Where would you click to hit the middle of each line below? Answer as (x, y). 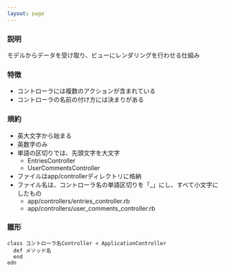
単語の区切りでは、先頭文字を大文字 (68, 153)
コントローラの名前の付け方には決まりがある (81, 100)
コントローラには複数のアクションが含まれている (86, 91)
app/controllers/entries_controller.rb (78, 201)
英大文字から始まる (44, 136)
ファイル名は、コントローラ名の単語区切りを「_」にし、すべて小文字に (118, 185)
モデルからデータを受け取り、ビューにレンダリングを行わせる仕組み (104, 55)
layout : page (26, 13)
